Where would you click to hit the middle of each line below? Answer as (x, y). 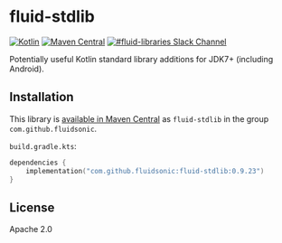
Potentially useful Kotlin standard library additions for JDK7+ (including (141, 59)
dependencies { (38, 163)
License (32, 207)
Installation (42, 97)
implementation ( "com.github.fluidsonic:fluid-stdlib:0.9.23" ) (145, 171)
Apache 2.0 (31, 229)
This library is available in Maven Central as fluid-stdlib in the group (139, 118)
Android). (27, 69)
